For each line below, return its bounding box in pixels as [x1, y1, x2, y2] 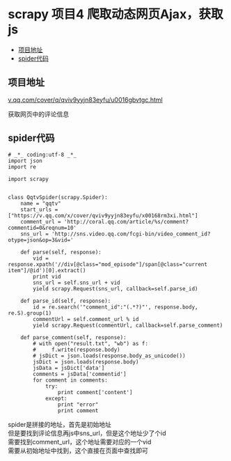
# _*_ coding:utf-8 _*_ [8, 151, 77, 158]
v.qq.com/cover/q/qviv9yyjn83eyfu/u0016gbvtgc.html [8, 95, 163, 104]
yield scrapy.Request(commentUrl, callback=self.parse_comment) [33, 322, 223, 329]
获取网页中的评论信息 [8, 109, 69, 118]
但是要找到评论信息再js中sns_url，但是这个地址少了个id [8, 429, 166, 437]
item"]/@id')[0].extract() [8, 267, 86, 274]
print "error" [57, 401, 99, 408]
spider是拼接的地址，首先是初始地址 [8, 420, 112, 428]
